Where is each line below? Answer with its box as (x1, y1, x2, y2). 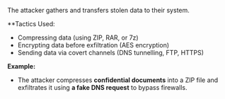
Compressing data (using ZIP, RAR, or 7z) (17, 33, 139, 42)
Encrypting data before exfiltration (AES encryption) (17, 41, 170, 49)
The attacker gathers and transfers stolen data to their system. (7, 6, 190, 14)
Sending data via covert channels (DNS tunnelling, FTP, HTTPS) (17, 49, 204, 57)
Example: (7, 62, 36, 70)
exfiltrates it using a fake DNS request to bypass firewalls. (17, 83, 187, 91)
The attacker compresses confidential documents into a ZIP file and (17, 76, 219, 84)
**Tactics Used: (7, 20, 55, 28)
